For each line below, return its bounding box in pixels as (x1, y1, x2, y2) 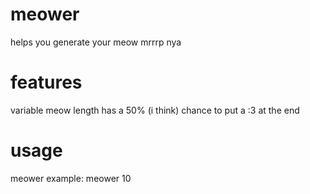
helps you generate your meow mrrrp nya (10, 36, 182, 48)
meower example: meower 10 (10, 172, 132, 184)
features (10, 71, 83, 94)
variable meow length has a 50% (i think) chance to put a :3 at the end (10, 104, 300, 116)
